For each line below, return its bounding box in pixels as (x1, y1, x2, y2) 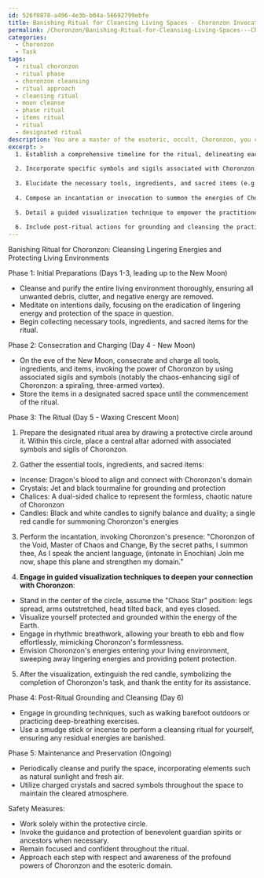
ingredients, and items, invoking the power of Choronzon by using (19, 364, 233, 373)
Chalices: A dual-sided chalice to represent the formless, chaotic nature (19, 492, 253, 501)
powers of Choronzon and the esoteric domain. (19, 861, 173, 870)
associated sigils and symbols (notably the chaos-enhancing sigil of (19, 372, 240, 382)
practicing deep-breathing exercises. (19, 716, 140, 726)
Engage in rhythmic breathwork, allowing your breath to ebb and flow (19, 629, 244, 638)
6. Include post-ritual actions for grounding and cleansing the (15, 223, 234, 232)
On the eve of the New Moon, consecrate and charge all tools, (19, 356, 222, 365)
